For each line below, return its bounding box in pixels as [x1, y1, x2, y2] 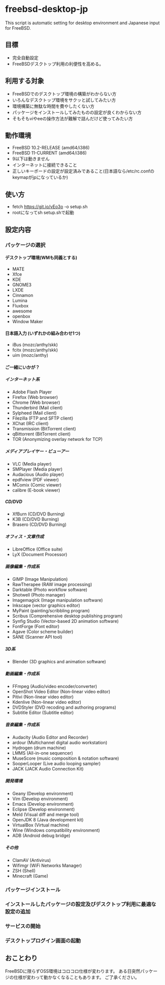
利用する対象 [5, 77, 44, 85]
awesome [12, 308, 33, 314]
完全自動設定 [12, 54, 38, 60]
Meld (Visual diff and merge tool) [12, 812, 79, 817]
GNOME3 [12, 282, 32, 288]
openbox [12, 313, 31, 319]
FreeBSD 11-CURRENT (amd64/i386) [12, 150, 87, 156]
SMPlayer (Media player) [12, 466, 63, 472]
